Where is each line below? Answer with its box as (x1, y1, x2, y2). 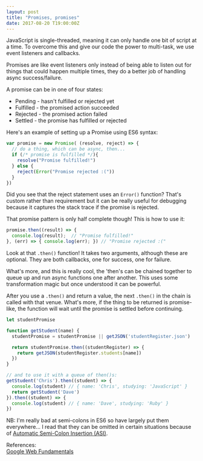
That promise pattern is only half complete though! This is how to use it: (6, 216, 185, 223)
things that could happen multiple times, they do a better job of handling (6, 68, 186, 75)
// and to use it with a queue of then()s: (6, 372, 118, 379)
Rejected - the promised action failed (14, 110, 108, 118)
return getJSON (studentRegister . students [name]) (17, 350, 142, 356)
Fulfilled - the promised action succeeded (14, 104, 120, 111)
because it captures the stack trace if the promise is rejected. (6, 204, 159, 211)
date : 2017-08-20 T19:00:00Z (6, 20, 80, 26)
